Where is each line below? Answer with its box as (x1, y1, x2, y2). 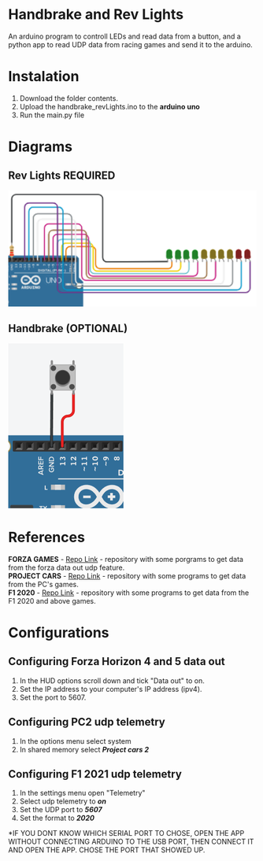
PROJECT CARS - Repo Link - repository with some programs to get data (8, 571, 246, 580)
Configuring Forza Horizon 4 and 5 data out (8, 655, 226, 668)
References (8, 529, 85, 546)
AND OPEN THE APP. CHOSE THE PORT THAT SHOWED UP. (8, 845, 206, 855)
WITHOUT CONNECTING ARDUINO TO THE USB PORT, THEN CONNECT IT (8, 837, 254, 847)
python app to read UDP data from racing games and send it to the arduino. (8, 39, 254, 49)
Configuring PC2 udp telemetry (8, 715, 165, 729)
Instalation (8, 68, 80, 86)
